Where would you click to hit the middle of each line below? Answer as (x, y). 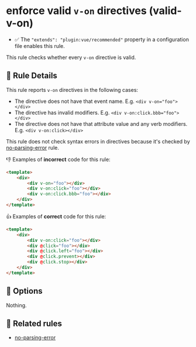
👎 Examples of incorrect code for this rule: (58, 159)
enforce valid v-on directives (77, 11)
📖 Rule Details (32, 76)
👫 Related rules (34, 323)
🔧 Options (24, 291)
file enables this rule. (40, 46)
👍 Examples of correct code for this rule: (56, 216)
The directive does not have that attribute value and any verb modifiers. (101, 123)
